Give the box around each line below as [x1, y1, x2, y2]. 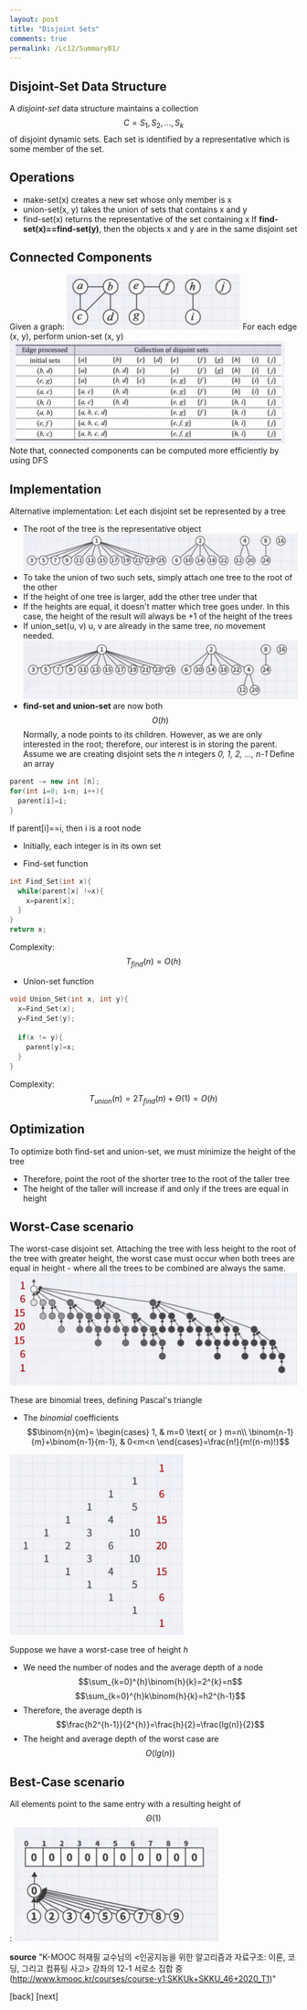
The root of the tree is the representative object [22, 524, 202, 535]
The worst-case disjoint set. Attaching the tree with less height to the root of [9, 1243, 297, 1254]
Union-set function [22, 975, 94, 986]
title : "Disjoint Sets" [9, 24, 101, 34]
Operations [9, 170, 75, 186]
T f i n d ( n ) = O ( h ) [125, 956, 182, 969]
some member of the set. [9, 143, 105, 154]
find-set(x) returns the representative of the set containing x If [22, 213, 258, 224]
